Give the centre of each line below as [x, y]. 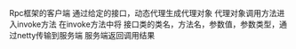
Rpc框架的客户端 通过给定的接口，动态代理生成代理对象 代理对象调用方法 [143, 13]
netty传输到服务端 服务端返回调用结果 [86, 35]
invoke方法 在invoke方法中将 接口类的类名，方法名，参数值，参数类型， [148, 24]
